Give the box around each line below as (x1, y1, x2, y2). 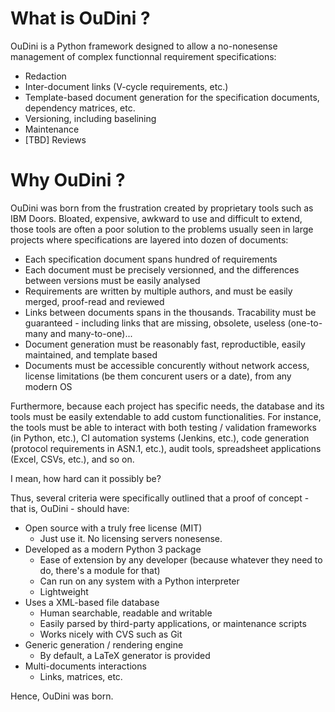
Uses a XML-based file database (24, 596, 160, 608)
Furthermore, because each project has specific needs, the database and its (10, 400, 325, 412)
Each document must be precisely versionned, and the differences (24, 263, 300, 276)
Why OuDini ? (10, 169, 126, 192)
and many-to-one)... (49, 327, 133, 339)
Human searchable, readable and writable (39, 607, 213, 619)
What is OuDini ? (10, 7, 151, 30)
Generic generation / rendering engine (24, 638, 184, 651)
